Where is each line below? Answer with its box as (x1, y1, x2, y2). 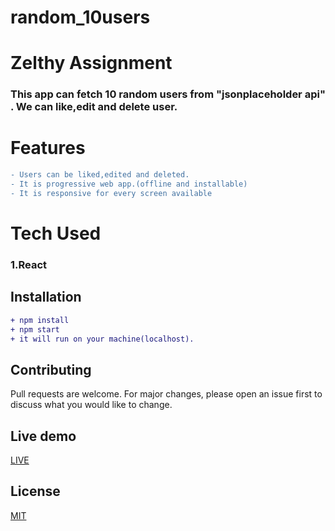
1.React (10, 257, 48, 271)
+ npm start (10, 324, 60, 335)
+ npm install (10, 315, 70, 325)
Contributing (10, 361, 92, 378)
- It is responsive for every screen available (10, 188, 213, 198)
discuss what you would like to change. (10, 399, 173, 411)
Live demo (10, 427, 77, 445)
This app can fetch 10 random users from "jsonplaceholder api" (10, 87, 326, 101)
